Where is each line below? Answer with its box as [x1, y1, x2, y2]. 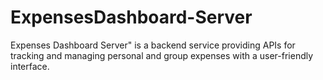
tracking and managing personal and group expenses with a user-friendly [10, 49, 314, 61]
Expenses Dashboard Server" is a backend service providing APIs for [10, 39, 296, 51]
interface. [10, 60, 50, 72]
